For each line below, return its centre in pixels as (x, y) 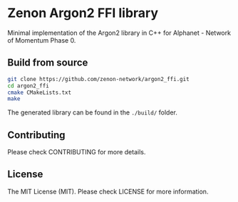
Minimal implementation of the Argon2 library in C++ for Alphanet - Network (119, 33)
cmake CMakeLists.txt (40, 92)
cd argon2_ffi (29, 86)
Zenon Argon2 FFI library (83, 13)
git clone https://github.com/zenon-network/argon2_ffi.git (99, 79)
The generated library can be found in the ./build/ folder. (93, 112)
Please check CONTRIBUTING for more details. (77, 152)
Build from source (48, 63)
